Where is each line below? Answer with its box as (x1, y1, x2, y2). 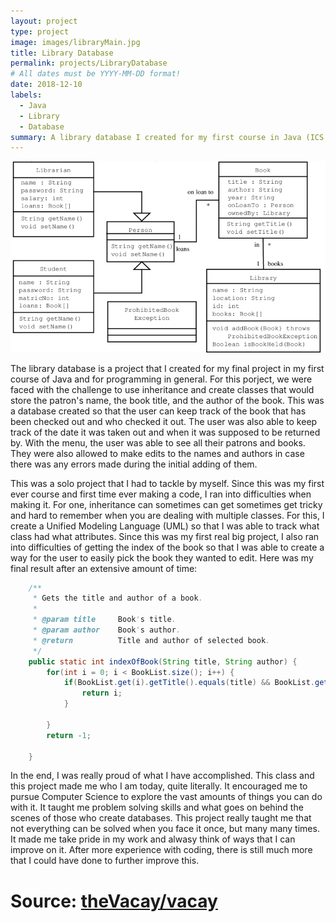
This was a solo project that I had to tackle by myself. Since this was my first (10, 477, 325, 489)
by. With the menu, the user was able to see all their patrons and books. (10, 436, 306, 449)
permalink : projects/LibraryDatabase (10, 58, 168, 69)
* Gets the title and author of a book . (32, 593, 203, 604)
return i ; (81, 688, 123, 699)
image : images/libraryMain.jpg (10, 37, 141, 47)
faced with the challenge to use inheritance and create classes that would (10, 383, 315, 395)
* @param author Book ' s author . (32, 625, 182, 635)
